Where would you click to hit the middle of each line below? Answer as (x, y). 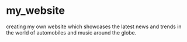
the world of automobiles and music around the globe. (71, 32)
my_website (36, 11)
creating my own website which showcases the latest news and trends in (94, 26)
